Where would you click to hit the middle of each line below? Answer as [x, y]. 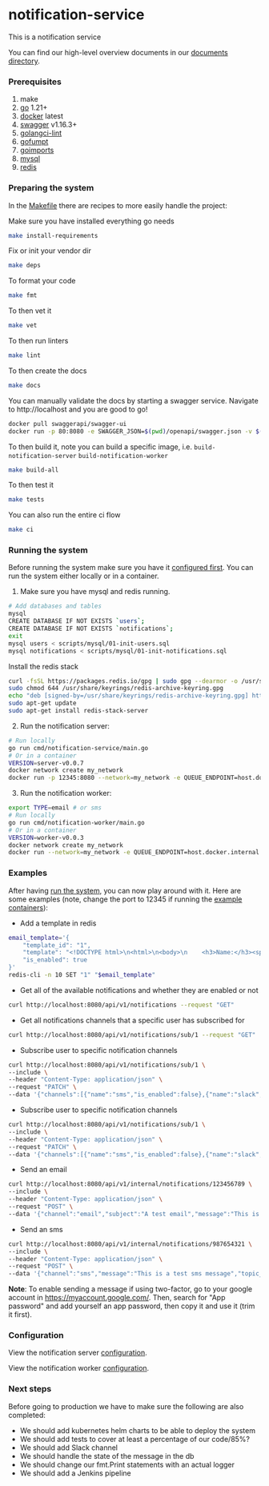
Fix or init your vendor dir [50, 251]
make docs [25, 385]
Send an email [43, 1170]
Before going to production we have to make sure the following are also [126, 1406]
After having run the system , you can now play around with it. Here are [125, 890]
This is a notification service [55, 37]
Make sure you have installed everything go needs [91, 221]
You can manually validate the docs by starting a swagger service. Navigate [133, 400]
